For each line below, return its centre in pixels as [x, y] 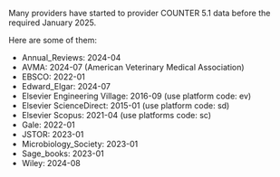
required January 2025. [53, 23]
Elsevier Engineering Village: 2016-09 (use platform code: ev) [136, 96]
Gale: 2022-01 [48, 125]
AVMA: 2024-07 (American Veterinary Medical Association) [133, 67]
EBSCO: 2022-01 [53, 77]
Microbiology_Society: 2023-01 [80, 144]
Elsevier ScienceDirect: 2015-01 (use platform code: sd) [126, 106]
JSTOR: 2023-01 [53, 134]
